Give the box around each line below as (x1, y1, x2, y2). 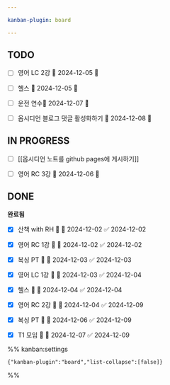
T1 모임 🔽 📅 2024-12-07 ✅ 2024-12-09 (17, 331, 130, 339)
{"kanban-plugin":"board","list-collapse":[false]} (7, 358, 163, 365)
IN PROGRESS (7, 135, 70, 147)
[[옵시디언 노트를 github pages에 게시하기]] (17, 154, 140, 163)
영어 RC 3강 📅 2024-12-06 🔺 (17, 169, 100, 178)
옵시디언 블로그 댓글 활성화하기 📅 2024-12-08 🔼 (17, 114, 152, 122)
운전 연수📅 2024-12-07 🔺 (17, 98, 89, 107)
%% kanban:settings (7, 345, 69, 353)
